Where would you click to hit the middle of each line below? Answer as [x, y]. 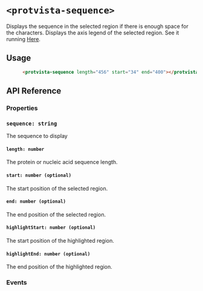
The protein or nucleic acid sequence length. [62, 162]
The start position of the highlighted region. [60, 241]
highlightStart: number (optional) [51, 228]
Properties [22, 108]
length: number [25, 149]
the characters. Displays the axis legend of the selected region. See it [93, 33]
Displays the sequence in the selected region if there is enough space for [97, 26]
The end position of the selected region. [56, 214]
